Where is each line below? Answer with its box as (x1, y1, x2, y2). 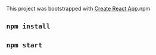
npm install (6, 22, 51, 31)
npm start (6, 41, 43, 49)
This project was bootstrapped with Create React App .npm (6, 5, 151, 12)
